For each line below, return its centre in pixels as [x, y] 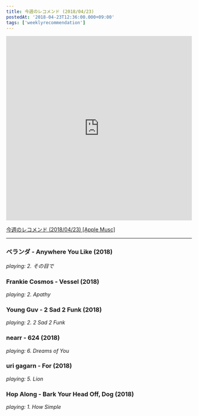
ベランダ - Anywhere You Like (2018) [60, 252]
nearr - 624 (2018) [33, 338]
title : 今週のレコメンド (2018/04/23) [50, 12]
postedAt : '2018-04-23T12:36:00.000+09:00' [60, 17]
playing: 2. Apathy [29, 294]
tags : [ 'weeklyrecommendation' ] [46, 22]
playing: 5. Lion [25, 379]
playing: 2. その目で [30, 266]
